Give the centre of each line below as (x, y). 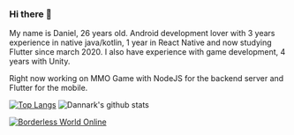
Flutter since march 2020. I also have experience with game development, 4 (147, 52)
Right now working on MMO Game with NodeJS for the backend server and (147, 79)
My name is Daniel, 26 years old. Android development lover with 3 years (142, 34)
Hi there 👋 (31, 14)
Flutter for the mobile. (49, 88)
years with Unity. (40, 62)
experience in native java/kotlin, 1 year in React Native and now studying (140, 42)
